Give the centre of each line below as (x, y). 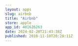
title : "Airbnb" (21, 18)
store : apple (18, 23)
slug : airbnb (18, 14)
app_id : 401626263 (24, 27)
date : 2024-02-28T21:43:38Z (34, 32)
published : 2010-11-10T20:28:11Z (39, 36)
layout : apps (18, 9)
